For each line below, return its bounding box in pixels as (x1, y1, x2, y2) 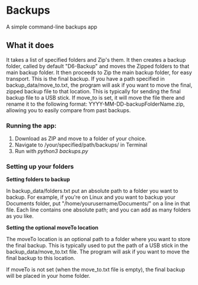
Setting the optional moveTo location (6, 224, 99, 232)
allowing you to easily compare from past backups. (6, 106, 131, 113)
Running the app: (6, 121, 57, 129)
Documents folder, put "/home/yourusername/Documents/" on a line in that (6, 200, 190, 207)
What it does (6, 40, 55, 50)
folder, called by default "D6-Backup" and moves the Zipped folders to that (6, 62, 190, 69)
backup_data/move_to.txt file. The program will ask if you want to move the (6, 248, 190, 255)
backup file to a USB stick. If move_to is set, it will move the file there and (6, 94, 185, 101)
